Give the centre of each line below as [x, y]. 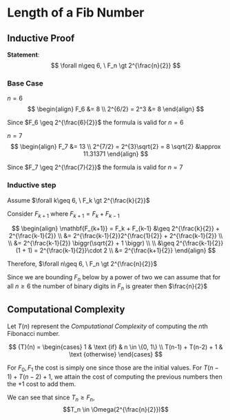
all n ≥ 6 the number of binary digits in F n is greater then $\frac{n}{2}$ [107, 287]
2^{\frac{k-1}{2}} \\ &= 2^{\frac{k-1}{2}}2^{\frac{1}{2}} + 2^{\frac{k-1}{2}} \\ [116, 236]
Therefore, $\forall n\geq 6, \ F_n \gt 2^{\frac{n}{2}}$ [82, 264]
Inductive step [32, 186]
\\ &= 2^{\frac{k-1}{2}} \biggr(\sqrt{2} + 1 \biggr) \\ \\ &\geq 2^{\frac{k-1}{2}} [116, 243]
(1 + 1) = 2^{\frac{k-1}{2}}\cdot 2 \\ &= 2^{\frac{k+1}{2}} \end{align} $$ [116, 250]
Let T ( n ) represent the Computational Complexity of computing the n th [107, 326]
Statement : [23, 54]
